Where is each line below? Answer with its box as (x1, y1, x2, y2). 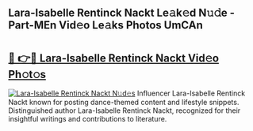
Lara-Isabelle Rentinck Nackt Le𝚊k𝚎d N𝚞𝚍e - (8, 6, 236, 20)
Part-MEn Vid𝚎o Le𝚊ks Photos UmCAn (8, 19, 204, 32)
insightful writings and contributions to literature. (8, 114, 167, 123)
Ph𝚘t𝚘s (8, 67, 46, 81)
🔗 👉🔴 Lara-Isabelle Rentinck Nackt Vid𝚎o (8, 51, 220, 65)
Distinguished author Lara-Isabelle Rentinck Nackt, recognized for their (8, 106, 241, 115)
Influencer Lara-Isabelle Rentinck (136, 88, 246, 98)
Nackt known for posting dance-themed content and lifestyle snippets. (8, 98, 240, 107)
